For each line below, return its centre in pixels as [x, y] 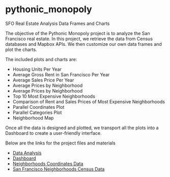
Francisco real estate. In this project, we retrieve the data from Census [79, 39]
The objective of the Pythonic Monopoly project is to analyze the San [78, 33]
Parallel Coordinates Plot [38, 107]
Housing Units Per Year [37, 69]
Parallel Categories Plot [37, 112]
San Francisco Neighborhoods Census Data [59, 169]
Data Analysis [27, 153]
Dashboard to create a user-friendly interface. [53, 133]
